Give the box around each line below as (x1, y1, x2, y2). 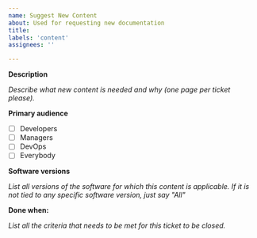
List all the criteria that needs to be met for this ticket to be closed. (8, 221, 226, 230)
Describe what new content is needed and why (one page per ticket (8, 85, 231, 95)
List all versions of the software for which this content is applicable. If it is (8, 182, 250, 191)
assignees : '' (8, 41, 56, 49)
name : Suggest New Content (8, 11, 98, 20)
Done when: (8, 206, 49, 215)
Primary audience (8, 108, 69, 119)
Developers (19, 124, 58, 134)
